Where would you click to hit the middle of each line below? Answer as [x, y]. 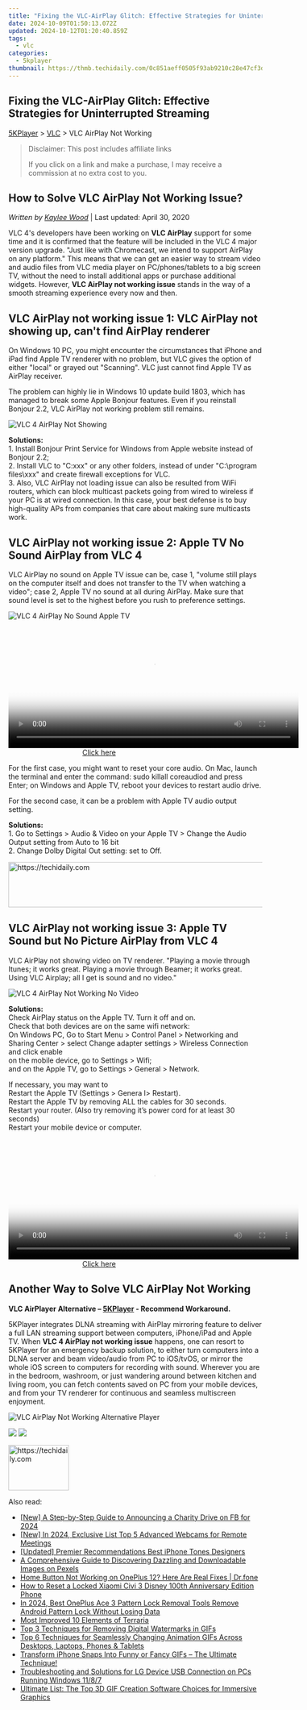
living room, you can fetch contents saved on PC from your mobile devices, [133, 1384]
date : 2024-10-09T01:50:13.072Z [62, 23]
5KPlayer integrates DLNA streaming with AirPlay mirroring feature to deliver [135, 1324]
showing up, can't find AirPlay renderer [110, 331]
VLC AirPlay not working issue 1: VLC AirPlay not [133, 318]
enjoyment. [27, 1401]
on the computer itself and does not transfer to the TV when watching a [127, 583]
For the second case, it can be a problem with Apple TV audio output [123, 801]
